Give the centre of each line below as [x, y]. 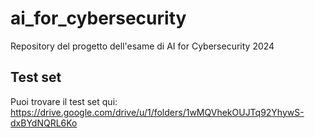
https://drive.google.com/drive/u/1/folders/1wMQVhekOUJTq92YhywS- [157, 112]
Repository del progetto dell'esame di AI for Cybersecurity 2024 [142, 46]
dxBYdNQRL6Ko [44, 123]
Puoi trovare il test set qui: [64, 101]
